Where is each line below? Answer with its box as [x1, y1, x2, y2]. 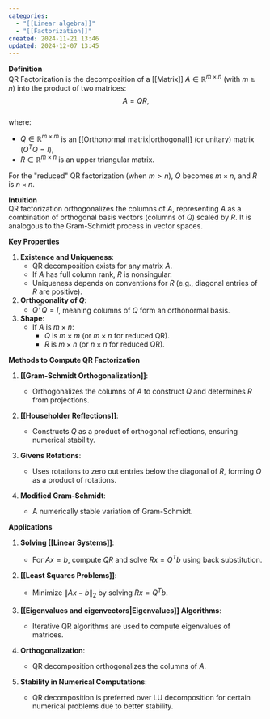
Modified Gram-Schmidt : [19, 491, 107, 500]
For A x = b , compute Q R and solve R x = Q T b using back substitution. [32, 554, 263, 565]
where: [8, 117, 32, 126]
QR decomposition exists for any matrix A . [32, 261, 172, 270]
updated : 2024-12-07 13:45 [8, 42, 99, 50]
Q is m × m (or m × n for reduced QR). [44, 331, 170, 341]
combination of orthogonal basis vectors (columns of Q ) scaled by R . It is [8, 212, 252, 222]
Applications [8, 522, 53, 532]
